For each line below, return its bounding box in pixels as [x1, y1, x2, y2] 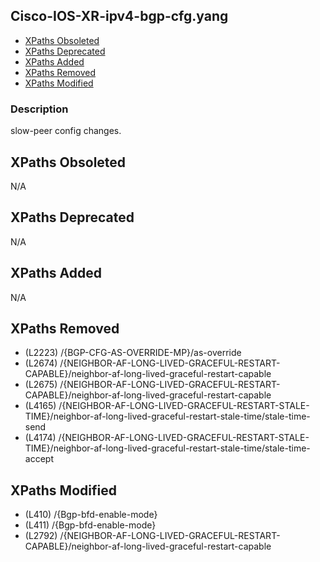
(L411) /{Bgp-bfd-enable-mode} [24, 519, 157, 531]
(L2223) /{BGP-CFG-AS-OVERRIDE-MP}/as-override [24, 347, 242, 359]
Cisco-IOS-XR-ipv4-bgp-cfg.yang [10, 8, 229, 25]
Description [10, 102, 69, 116]
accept [24, 453, 54, 465]
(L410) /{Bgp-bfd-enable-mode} [24, 509, 158, 521]
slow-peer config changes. [10, 125, 122, 137]
